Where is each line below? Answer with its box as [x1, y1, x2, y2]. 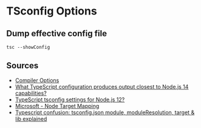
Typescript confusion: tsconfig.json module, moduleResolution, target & [15, 109, 195, 116]
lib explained [15, 115, 47, 122]
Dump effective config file [6, 28, 107, 39]
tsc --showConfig [6, 44, 50, 50]
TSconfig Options [6, 4, 97, 18]
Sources [6, 60, 39, 71]
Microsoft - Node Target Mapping [15, 102, 100, 109]
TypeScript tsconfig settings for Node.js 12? [15, 95, 125, 103]
